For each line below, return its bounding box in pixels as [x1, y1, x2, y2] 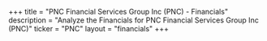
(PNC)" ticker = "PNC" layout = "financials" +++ [8, 24, 169, 33]
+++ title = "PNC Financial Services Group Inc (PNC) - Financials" [8, 7, 229, 16]
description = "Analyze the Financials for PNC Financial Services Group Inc [8, 15, 260, 25]
